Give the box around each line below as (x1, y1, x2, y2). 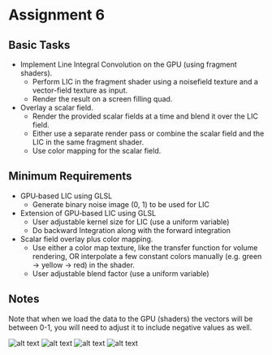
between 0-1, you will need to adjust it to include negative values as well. (8, 323, 253, 332)
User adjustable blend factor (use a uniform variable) (32, 268, 209, 278)
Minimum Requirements (8, 169, 132, 184)
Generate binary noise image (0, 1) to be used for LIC (32, 199, 209, 209)
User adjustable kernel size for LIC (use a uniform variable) (32, 217, 230, 227)
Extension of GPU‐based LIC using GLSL (19, 208, 157, 218)
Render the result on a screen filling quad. (32, 94, 173, 103)
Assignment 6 (8, 6, 106, 24)
